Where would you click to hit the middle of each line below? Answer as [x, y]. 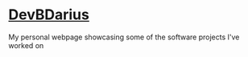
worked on [26, 45]
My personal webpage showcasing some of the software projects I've [124, 37]
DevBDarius [49, 15]
